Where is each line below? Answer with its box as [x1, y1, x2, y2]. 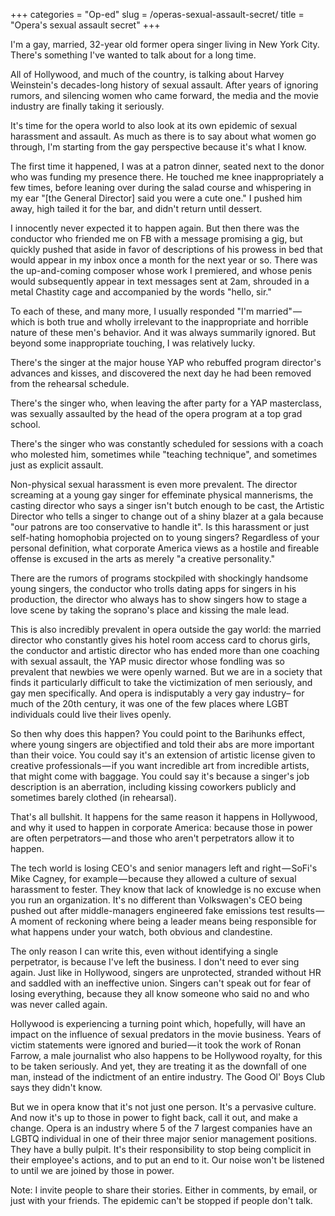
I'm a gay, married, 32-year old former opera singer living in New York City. [10, 39, 320, 50]
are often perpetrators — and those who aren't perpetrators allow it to [10, 832, 295, 844]
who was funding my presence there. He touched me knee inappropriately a [10, 171, 325, 183]
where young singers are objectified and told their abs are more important [10, 739, 315, 750]
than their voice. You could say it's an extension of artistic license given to [10, 749, 316, 761]
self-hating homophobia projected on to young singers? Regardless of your [10, 532, 320, 543]
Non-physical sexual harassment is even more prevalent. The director [10, 479, 298, 490]
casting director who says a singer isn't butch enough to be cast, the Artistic [10, 500, 325, 511]
